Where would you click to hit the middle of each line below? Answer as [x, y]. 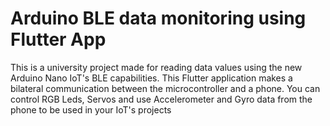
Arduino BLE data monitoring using [158, 18]
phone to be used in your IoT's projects [91, 109]
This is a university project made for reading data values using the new [156, 67]
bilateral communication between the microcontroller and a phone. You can [165, 88]
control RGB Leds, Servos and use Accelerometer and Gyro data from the [161, 99]
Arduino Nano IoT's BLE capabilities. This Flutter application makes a [151, 78]
